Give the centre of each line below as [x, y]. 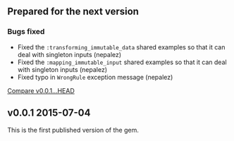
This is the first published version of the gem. [73, 130]
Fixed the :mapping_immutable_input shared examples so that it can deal [122, 62]
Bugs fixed [26, 32]
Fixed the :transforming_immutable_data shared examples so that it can [121, 47]
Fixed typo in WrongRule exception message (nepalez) [95, 77]
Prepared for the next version [73, 12]
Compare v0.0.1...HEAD [41, 90]
